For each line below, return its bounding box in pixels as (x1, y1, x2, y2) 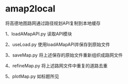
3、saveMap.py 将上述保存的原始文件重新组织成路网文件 (5, 52, 123, 58)
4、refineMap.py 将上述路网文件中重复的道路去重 (5, 62, 108, 68)
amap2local (5, 3, 55, 14)
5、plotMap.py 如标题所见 (5, 73, 59, 79)
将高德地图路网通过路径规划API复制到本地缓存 (5, 20, 101, 26)
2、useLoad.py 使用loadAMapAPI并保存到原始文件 (5, 41, 110, 47)
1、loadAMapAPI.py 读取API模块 (5, 30, 72, 36)
